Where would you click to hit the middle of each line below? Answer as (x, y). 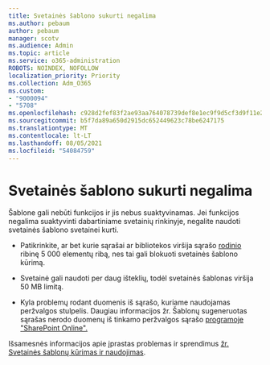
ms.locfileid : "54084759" (51, 151)
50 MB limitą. (42, 287)
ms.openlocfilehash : (43, 114)
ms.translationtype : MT (48, 128)
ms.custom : (27, 91)
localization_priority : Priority (64, 76)
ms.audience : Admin (41, 46)
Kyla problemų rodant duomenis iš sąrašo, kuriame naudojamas (125, 302)
